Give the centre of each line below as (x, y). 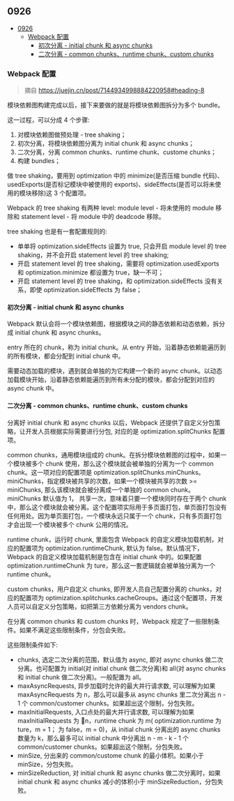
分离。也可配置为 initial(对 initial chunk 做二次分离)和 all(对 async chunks (122, 668)
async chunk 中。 (32, 388)
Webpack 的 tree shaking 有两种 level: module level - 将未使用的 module (111, 208)
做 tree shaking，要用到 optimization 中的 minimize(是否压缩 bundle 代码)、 (115, 176)
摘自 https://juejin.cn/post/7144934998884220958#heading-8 (114, 91)
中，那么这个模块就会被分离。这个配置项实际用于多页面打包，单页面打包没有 (117, 507)
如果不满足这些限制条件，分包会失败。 (74, 630)
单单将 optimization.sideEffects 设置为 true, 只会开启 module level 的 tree (122, 246)
